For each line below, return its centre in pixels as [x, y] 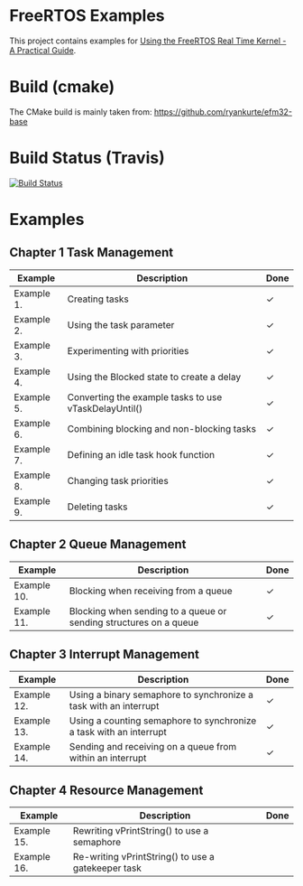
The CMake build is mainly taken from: [81, 112]
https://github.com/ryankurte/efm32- [223, 112]
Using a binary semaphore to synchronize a [161, 695]
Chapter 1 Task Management [92, 252]
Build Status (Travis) [87, 158]
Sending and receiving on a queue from [153, 747]
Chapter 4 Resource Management [106, 790]
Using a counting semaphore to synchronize [163, 721]
